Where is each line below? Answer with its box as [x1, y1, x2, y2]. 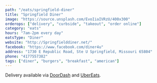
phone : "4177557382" [5, 53, 48, 59]
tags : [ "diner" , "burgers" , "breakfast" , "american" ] [5, 58, 120, 63]
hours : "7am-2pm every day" [5, 30, 64, 35]
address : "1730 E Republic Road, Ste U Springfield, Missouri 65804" [5, 49, 153, 54]
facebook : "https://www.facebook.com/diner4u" [5, 44, 104, 49]
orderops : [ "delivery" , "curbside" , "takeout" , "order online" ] [5, 21, 142, 26]
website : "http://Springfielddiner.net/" [5, 40, 93, 45]
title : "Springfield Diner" [5, 12, 64, 17]
